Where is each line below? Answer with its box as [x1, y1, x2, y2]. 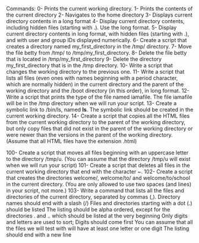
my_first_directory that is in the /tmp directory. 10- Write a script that [6, 62, 173, 69]
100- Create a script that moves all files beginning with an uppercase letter [6, 149, 189, 156]
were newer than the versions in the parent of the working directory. [6, 131, 173, 138]
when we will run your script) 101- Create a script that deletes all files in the [6, 162, 190, 169]
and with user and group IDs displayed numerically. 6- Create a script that [6, 37, 187, 43]
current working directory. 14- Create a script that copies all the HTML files [6, 112, 190, 119]
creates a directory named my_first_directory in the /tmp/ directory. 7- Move [6, 43, 192, 50]
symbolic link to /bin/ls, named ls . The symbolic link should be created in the [6, 106, 194, 113]
